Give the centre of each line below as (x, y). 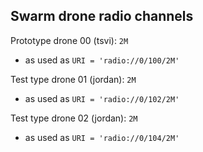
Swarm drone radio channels (102, 16)
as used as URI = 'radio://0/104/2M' (102, 137)
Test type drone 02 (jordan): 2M (74, 118)
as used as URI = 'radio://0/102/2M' (102, 98)
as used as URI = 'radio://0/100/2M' (102, 60)
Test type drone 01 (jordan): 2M (73, 79)
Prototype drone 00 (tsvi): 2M (69, 40)
